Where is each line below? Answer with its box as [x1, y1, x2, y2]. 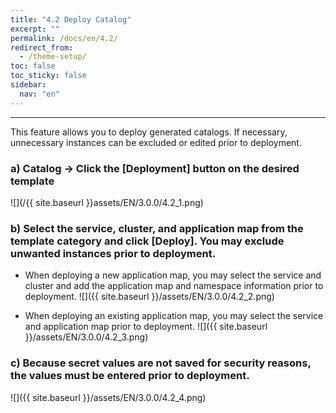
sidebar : [10, 80, 47, 90]
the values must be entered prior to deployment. [10, 369, 250, 383]
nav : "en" [19, 89, 60, 99]
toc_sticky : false [10, 71, 87, 81]
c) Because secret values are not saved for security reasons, [10, 356, 312, 370]
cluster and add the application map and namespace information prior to [24, 280, 324, 292]
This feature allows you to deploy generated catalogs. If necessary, [10, 126, 288, 138]
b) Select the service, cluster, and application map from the [10, 221, 304, 235]
